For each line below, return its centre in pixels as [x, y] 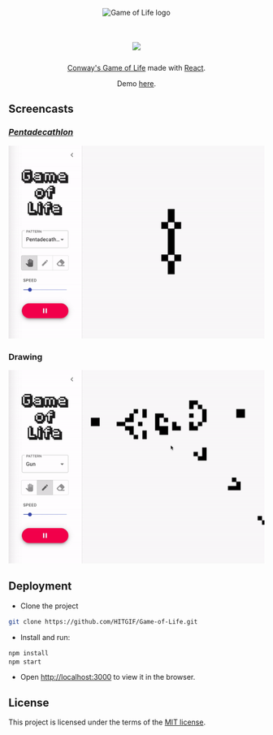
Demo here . [136, 83]
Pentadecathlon [41, 132]
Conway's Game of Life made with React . [136, 67]
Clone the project [49, 606]
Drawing [26, 357]
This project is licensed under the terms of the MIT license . [107, 722]
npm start [25, 662]
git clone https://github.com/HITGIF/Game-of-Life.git [103, 621]
